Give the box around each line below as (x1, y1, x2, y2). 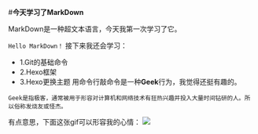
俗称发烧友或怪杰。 (13, 103, 67, 110)
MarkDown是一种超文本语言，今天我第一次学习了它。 (8, 24, 182, 34)
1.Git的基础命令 (19, 58, 68, 67)
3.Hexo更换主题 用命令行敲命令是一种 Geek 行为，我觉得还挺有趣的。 (19, 78, 241, 86)
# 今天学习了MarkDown (8, 8, 84, 16)
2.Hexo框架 (19, 67, 57, 77)
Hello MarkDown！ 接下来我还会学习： (8, 41, 128, 50)
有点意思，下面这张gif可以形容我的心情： (8, 118, 142, 126)
